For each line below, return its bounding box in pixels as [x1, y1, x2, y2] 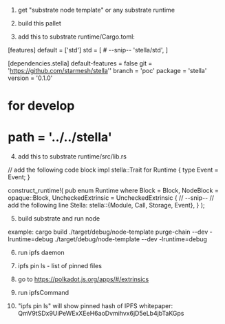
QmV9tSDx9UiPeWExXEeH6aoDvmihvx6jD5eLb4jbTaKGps [17, 310, 184, 318]
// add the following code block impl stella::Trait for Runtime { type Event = [8, 165, 219, 174]
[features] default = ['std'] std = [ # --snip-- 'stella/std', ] [8, 46, 168, 54]
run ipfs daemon [17, 248, 65, 257]
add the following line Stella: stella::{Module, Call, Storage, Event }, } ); [8, 201, 205, 210]
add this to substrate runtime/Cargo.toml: [17, 32, 135, 41]
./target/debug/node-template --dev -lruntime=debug [54, 235, 207, 243]
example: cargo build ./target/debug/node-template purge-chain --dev [8, 227, 208, 236]
